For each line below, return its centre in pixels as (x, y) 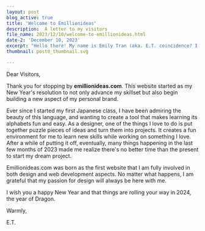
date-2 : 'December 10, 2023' (43, 40)
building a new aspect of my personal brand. (63, 98)
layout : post (23, 12)
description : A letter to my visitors (57, 29)
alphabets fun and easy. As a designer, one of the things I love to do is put (99, 123)
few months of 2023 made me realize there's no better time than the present (103, 149)
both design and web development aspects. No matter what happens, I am (100, 174)
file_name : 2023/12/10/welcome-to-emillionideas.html (76, 35)
